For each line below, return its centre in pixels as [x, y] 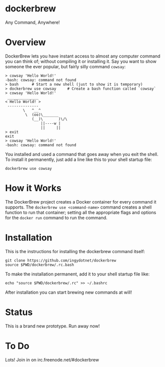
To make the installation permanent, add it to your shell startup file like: [78, 274]
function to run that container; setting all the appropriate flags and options [81, 212]
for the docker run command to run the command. [56, 217]
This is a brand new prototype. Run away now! [53, 326]
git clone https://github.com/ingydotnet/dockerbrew [61, 261]
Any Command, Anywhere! [33, 22]
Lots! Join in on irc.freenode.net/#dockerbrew [52, 360]
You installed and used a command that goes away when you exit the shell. [82, 154]
